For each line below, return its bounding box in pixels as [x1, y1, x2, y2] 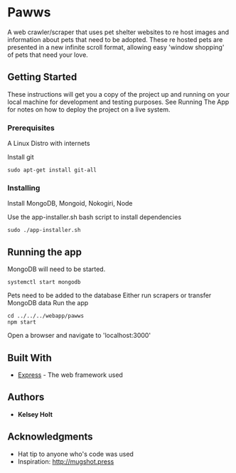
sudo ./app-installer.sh [7, 227, 81, 234]
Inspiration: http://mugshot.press [17, 457, 114, 466]
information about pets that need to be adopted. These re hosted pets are [7, 35, 223, 43]
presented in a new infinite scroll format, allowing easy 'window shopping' [7, 43, 225, 51]
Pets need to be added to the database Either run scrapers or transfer [7, 291, 212, 299]
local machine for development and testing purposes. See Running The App [7, 97, 230, 106]
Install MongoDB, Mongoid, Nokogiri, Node [7, 199, 133, 208]
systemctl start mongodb [7, 279, 81, 286]
